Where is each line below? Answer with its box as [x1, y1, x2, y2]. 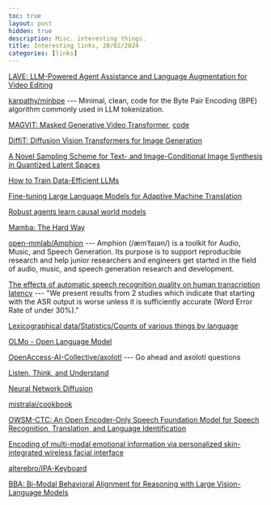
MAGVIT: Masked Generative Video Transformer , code [8, 120, 190, 129]
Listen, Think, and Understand [8, 368, 109, 377]
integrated [8, 448, 43, 457]
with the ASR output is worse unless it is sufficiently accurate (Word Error [8, 297, 253, 306]
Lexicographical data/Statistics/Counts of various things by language [8, 321, 239, 330]
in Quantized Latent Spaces [8, 160, 101, 170]
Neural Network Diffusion [8, 384, 93, 393]
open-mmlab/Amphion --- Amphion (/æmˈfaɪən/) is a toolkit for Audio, [8, 238, 241, 247]
